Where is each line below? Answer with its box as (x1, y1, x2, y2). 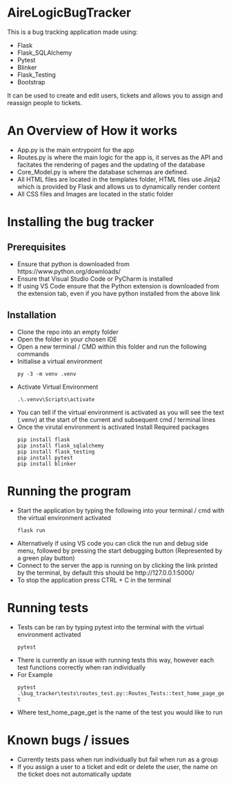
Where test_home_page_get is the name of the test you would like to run (17, 708, 223, 717)
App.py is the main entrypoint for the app (17, 145, 134, 154)
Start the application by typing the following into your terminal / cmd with (17, 506, 225, 515)
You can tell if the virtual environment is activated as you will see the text (17, 408, 224, 416)
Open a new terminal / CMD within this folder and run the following (17, 342, 207, 351)
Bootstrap (17, 77, 46, 86)
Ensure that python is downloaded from (17, 259, 130, 268)
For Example (17, 670, 53, 678)
